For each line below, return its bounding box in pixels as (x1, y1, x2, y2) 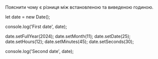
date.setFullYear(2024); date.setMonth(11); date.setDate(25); (5, 33, 131, 39)
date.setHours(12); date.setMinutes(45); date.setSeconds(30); (5, 38, 134, 44)
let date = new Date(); (5, 14, 50, 19)
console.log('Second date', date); (5, 48, 74, 54)
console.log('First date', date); (5, 23, 67, 29)
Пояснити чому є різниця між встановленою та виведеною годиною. (5, 4, 154, 10)
